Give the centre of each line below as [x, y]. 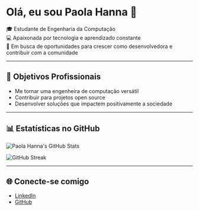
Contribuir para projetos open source [60, 97]
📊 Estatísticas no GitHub [53, 129]
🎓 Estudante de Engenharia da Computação [61, 28]
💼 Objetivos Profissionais [54, 77]
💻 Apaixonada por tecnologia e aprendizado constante [73, 37]
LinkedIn [25, 196]
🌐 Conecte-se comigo [48, 181]
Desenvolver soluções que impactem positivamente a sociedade [94, 104]
